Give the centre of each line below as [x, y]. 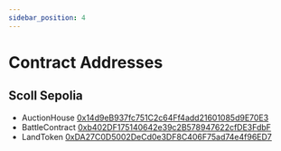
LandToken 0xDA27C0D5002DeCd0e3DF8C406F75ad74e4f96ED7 [147, 137]
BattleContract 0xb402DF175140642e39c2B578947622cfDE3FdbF [146, 127]
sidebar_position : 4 [47, 18]
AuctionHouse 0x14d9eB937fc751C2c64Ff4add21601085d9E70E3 [145, 118]
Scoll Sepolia [46, 96]
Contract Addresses [86, 62]
